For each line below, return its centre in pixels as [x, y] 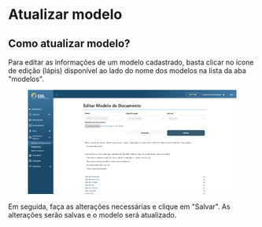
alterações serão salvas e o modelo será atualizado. [92, 214]
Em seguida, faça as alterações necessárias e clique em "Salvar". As [119, 207]
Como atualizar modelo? [69, 44]
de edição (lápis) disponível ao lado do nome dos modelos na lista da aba [127, 71]
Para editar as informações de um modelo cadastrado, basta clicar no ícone [131, 62]
